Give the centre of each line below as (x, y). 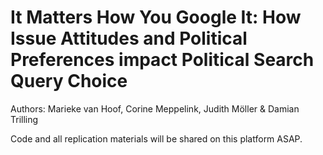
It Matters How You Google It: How (156, 17)
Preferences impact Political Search (162, 60)
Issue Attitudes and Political (129, 38)
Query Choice (69, 81)
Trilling (24, 119)
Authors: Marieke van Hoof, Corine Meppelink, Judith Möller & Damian (155, 108)
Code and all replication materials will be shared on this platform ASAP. (156, 138)
